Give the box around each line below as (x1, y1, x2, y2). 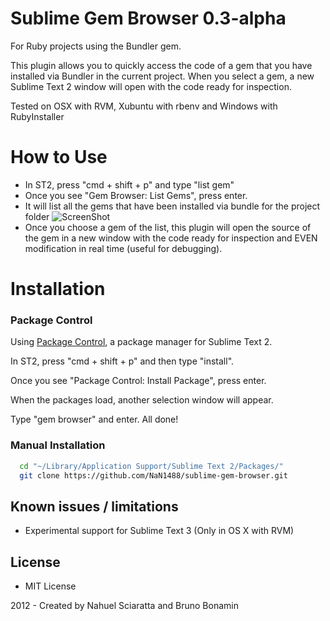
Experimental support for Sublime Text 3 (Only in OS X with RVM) (24, 525, 295, 537)
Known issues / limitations (10, 498, 179, 515)
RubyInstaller (10, 110, 65, 122)
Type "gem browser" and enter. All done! (10, 413, 179, 426)
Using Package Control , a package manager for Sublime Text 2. (10, 336, 273, 348)
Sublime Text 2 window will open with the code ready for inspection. (10, 80, 292, 92)
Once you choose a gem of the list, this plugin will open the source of (24, 221, 312, 233)
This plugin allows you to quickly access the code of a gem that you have (10, 59, 313, 71)
